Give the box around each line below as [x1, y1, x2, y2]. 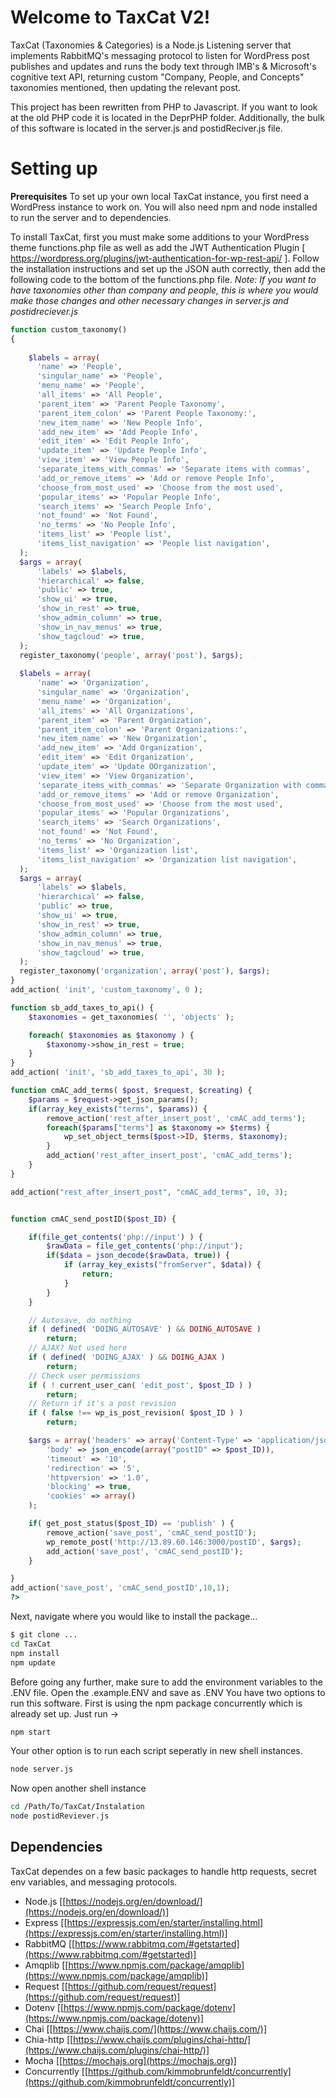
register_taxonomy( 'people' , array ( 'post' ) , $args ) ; [19, 650, 244, 660]
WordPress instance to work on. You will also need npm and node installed [10, 201, 318, 213]
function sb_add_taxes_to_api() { [10, 1002, 155, 1013]
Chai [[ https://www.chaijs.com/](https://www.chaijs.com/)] [24, 2022, 268, 2035]
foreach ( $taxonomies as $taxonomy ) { [28, 1030, 195, 1040]
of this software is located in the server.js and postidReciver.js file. [10, 122, 283, 134]
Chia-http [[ [24, 2033, 74, 2045]
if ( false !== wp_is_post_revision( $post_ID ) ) [28, 1408, 244, 1418]
